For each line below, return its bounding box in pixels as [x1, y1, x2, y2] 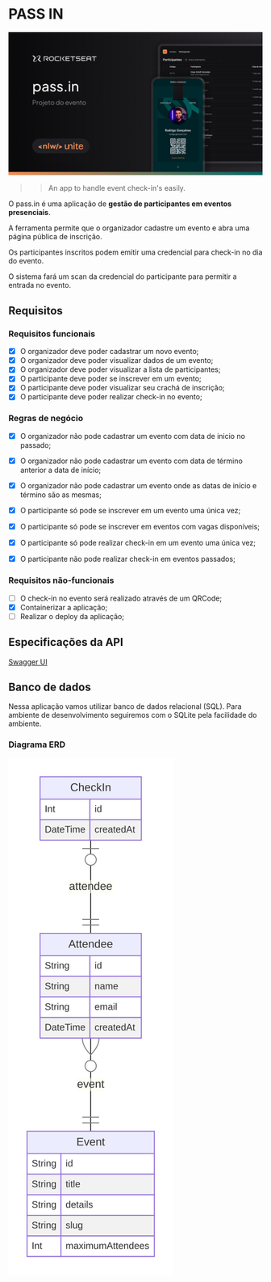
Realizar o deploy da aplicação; [19, 611, 125, 621]
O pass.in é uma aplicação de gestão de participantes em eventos [8, 199, 232, 209]
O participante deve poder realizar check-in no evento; [19, 392, 203, 402]
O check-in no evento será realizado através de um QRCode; [19, 593, 223, 603]
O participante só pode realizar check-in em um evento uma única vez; [19, 538, 256, 548]
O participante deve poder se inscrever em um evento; [19, 373, 202, 384]
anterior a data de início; [19, 465, 102, 474]
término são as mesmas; [19, 490, 102, 500]
